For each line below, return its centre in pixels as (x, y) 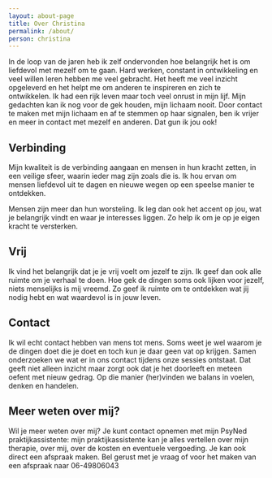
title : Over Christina (47, 24)
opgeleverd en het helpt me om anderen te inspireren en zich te (115, 88)
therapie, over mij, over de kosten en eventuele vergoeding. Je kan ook (127, 448)
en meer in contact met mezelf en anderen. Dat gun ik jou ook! (113, 122)
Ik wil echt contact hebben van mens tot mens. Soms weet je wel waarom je (135, 342)
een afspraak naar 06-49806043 (64, 465)
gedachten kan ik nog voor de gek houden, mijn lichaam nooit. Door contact (135, 105)
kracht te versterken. (43, 226)
